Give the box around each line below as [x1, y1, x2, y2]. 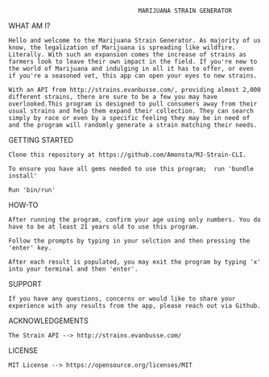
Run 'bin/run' [8, 186, 56, 194]
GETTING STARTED [8, 135, 74, 144]
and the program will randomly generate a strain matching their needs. [8, 121, 258, 129]
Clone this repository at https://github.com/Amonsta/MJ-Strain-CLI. [8, 151, 247, 159]
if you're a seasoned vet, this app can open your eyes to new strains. [8, 72, 258, 80]
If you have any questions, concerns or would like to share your [8, 295, 236, 303]
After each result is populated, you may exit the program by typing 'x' [8, 258, 262, 266]
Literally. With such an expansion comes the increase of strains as [8, 51, 247, 59]
